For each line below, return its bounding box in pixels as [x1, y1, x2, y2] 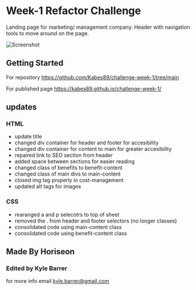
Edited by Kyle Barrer [6, 264, 68, 272]
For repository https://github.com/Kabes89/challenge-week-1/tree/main [6, 73, 180, 80]
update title [14, 133, 42, 140]
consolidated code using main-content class [14, 223, 122, 230]
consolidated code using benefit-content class [14, 230, 128, 237]
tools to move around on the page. [6, 29, 90, 36]
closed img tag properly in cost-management [14, 177, 124, 184]
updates [6, 102, 37, 112]
